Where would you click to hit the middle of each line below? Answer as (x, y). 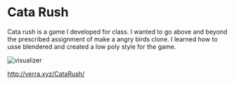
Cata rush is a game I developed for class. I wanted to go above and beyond (117, 32)
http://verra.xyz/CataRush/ (46, 74)
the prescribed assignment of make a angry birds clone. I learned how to (112, 39)
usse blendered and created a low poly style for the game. (92, 46)
